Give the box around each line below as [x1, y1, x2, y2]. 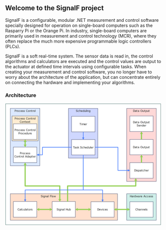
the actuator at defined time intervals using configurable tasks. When [5, 63, 147, 69]
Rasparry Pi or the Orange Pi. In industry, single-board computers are [5, 27, 147, 34]
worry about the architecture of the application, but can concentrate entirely [5, 74, 161, 80]
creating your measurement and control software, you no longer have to [5, 69, 152, 75]
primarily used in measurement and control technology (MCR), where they [5, 33, 157, 39]
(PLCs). [5, 43, 21, 49]
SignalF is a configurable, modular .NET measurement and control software [5, 17, 159, 23]
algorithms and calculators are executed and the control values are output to [5, 58, 162, 64]
